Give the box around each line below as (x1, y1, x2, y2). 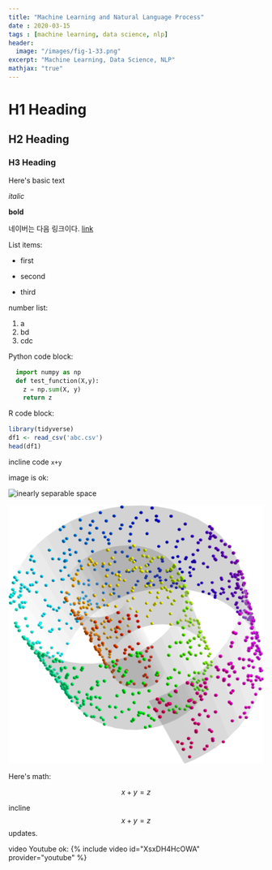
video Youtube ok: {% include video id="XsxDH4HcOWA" (8, 844, 201, 854)
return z (23, 394, 53, 402)
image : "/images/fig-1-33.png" (15, 47, 121, 56)
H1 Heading (8, 101, 87, 119)
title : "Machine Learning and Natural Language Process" (8, 13, 205, 21)
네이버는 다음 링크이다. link (8, 223, 94, 233)
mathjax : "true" (8, 65, 63, 73)
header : (8, 39, 35, 47)
